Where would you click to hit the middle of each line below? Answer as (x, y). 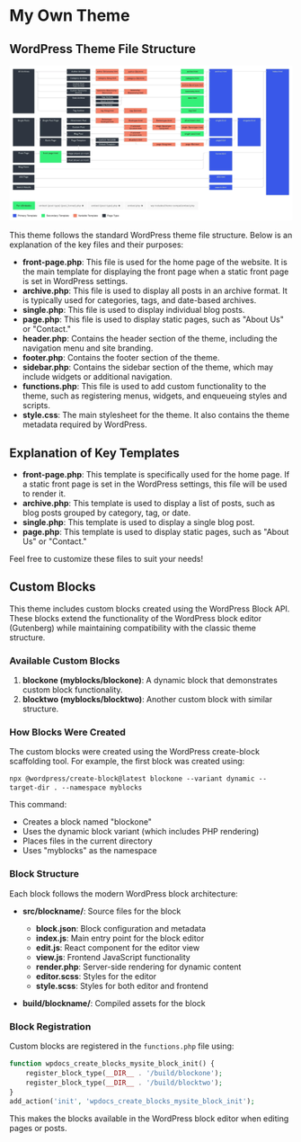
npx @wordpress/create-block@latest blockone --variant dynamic (132, 779)
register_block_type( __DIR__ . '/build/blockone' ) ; (124, 1073)
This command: (38, 805)
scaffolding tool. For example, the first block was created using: (127, 762)
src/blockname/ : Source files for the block (102, 911)
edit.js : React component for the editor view (118, 947)
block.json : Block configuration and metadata (121, 928)
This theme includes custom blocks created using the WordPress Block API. (150, 609)
